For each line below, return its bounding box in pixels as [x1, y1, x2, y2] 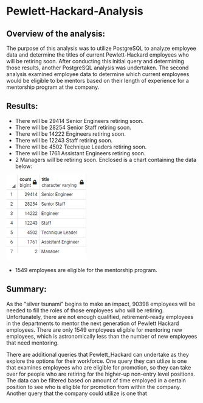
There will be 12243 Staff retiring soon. [15, 136, 113, 144]
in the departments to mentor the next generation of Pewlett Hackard [6, 320, 179, 327]
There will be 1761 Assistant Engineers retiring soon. [15, 149, 146, 156]
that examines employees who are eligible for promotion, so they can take [6, 363, 191, 371]
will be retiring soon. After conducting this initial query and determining [6, 58, 184, 65]
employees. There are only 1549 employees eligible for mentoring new [6, 326, 182, 333]
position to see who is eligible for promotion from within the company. [6, 383, 181, 390]
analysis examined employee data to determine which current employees [6, 71, 190, 77]
